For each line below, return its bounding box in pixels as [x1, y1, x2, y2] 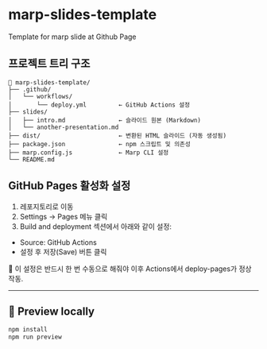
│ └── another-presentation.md [8, 123, 119, 131]
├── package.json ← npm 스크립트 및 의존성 [8, 140, 191, 148]
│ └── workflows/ [8, 92, 73, 100]
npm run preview [8, 333, 62, 341]
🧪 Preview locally [8, 304, 95, 318]
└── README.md [8, 155, 56, 164]
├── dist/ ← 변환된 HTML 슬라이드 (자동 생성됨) [8, 131, 227, 140]
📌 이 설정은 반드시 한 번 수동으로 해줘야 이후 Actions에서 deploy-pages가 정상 [8, 264, 252, 273]
